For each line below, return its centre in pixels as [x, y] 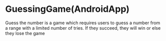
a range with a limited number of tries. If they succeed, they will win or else [83, 28]
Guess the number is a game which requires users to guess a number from [83, 23]
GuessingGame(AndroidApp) [67, 9]
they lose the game [25, 33]
